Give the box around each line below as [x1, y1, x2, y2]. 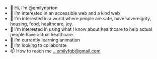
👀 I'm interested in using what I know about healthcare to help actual [10, 26, 152, 32]
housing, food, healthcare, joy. [10, 21, 73, 27]
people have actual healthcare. [10, 32, 74, 37]
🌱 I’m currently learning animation [10, 37, 81, 43]
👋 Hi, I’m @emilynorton [10, 5, 58, 11]
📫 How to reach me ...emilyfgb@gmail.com [10, 48, 101, 54]
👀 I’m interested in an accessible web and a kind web [10, 10, 120, 16]
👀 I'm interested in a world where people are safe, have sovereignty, [10, 16, 151, 21]
